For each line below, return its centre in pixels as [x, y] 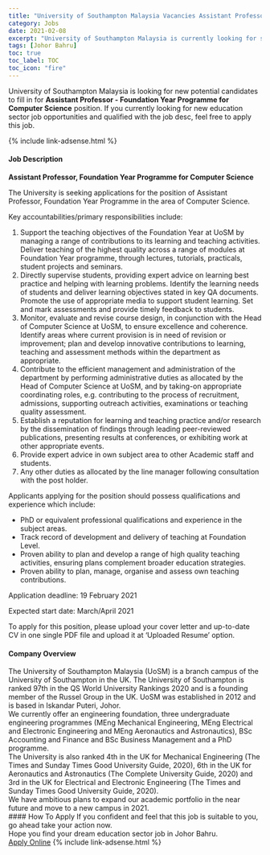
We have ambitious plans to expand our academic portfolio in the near [125, 800]
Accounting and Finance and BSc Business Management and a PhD [120, 740]
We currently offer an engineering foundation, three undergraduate [119, 714]
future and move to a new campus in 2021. [79, 808]
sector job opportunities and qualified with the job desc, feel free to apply [130, 117]
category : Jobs [34, 23]
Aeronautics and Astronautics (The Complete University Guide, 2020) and [131, 774]
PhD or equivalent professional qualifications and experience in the [131, 520]
